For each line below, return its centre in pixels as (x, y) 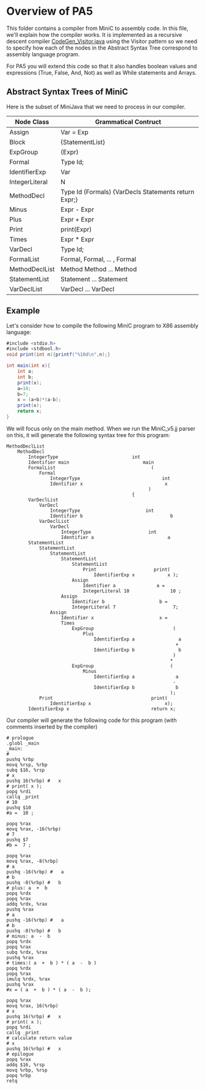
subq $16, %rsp (26, 770)
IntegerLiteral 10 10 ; (132, 591)
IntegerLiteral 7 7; (125, 607)
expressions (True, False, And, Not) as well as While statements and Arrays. (102, 72)
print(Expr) (76, 229)
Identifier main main (91, 462)
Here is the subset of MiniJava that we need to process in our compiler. (96, 107)
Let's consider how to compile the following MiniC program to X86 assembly (103, 325)
